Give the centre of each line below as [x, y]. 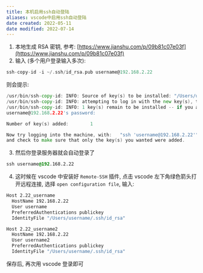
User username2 [31, 240]
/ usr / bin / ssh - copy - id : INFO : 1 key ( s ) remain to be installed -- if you [100, 107]
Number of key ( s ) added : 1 [50, 124]
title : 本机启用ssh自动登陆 [38, 12]
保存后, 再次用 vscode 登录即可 [45, 263]
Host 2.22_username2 [32, 229]
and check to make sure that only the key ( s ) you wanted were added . [96, 140]
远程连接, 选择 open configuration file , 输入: [77, 184]
